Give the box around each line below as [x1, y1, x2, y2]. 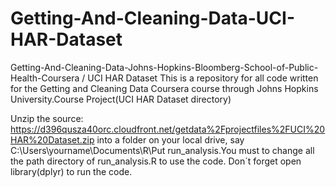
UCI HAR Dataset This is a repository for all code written [87, 72, 319, 84]
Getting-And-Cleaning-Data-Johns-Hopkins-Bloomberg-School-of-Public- [10, 61, 319, 73]
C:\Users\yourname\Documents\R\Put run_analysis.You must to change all [10, 144, 315, 156]
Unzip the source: [10, 112, 84, 124]
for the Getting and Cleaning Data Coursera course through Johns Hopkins [10, 82, 319, 94]
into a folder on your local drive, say [96, 133, 245, 146]
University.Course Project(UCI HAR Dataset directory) [10, 93, 232, 105]
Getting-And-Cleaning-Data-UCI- [10, 7, 295, 30]
